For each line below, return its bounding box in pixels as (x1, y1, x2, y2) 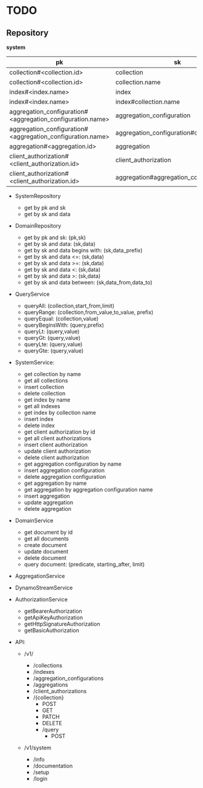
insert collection (24, 383, 65, 390)
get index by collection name (24, 409, 97, 416)
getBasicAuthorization (24, 627, 80, 634)
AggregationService (14, 572, 65, 580)
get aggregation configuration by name (24, 460, 122, 467)
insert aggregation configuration (24, 467, 105, 474)
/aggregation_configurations (33, 674, 104, 682)
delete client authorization (24, 454, 89, 461)
